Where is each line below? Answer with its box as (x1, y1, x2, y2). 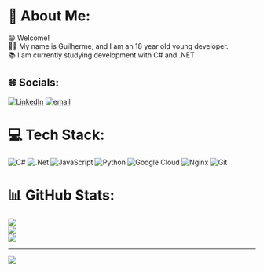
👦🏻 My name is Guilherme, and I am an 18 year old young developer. (8, 41, 229, 50)
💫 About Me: (8, 7, 91, 25)
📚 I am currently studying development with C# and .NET (8, 50, 195, 60)
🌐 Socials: (8, 76, 60, 90)
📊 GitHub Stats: (8, 186, 115, 204)
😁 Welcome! (8, 33, 50, 42)
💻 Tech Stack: (8, 126, 105, 144)
